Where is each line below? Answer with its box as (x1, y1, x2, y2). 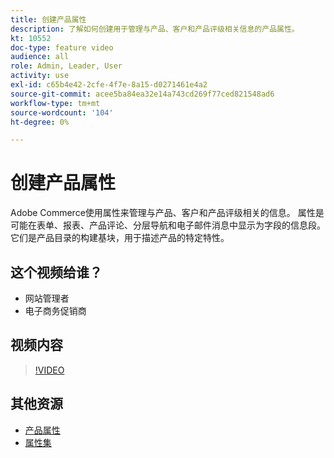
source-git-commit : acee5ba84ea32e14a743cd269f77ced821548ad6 (10, 89, 275, 99)
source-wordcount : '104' (10, 107, 114, 118)
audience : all (10, 52, 70, 62)
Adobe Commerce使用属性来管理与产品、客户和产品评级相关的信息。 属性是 (10, 207, 325, 219)
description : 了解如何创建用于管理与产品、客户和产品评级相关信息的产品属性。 (10, 24, 300, 34)
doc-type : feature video (10, 42, 114, 53)
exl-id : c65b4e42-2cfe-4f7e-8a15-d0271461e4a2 (10, 80, 208, 90)
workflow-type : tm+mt (10, 98, 101, 108)
